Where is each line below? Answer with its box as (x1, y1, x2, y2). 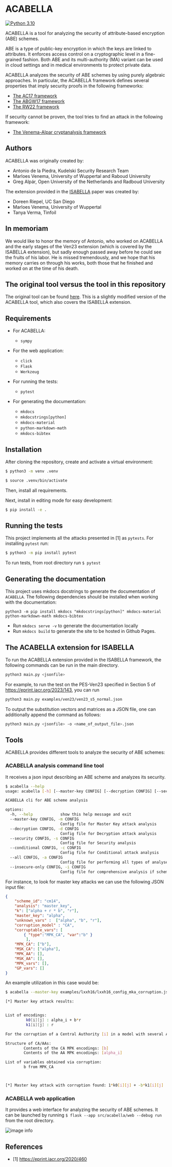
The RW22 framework (12, 103, 60, 110)
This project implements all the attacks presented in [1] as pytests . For (5, 535, 154, 541)
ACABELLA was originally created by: (5, 157, 84, 163)
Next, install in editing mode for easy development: (5, 497, 113, 503)
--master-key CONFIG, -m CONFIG (10, 817, 79, 822)
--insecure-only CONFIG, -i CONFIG (10, 864, 86, 869)
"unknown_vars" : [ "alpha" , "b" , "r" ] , (14, 918, 102, 923)
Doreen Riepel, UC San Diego (12, 198, 75, 205)
